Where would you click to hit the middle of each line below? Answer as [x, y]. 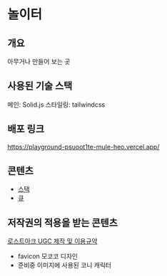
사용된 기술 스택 [40, 86]
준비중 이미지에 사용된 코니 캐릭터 [65, 265]
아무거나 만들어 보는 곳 [39, 62]
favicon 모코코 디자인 [48, 256]
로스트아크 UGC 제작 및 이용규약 [52, 241]
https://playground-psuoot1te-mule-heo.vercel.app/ [83, 147]
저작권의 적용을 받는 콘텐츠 [62, 222]
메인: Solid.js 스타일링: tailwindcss [56, 105]
